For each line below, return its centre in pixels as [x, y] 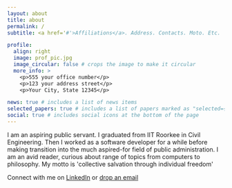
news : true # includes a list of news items [72, 103]
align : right [32, 52]
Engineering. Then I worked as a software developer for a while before [107, 142]
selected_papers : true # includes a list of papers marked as [98, 109]
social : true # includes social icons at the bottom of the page [103, 115]
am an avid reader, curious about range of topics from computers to [104, 156]
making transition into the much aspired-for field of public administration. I [113, 149]
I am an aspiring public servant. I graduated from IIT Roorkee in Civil [104, 134]
